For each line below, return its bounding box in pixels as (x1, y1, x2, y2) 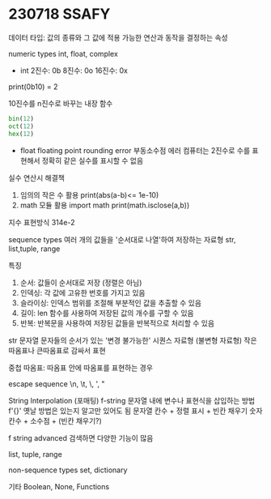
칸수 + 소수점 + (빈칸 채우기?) (8, 416, 103, 425)
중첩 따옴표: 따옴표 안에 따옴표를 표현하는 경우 (8, 362, 154, 373)
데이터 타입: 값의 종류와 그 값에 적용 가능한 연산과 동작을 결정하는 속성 (8, 32, 228, 42)
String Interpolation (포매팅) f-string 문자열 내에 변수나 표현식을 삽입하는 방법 (8, 395, 256, 405)
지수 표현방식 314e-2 (8, 217, 75, 227)
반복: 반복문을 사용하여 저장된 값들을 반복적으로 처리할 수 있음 (19, 318, 215, 328)
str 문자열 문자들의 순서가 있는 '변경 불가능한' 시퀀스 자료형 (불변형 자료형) (8, 335, 243, 345)
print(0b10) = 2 (8, 82, 58, 92)
